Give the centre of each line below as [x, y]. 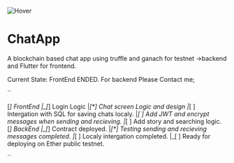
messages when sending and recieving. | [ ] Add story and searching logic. [115, 121]
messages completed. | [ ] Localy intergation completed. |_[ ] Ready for [109, 136]
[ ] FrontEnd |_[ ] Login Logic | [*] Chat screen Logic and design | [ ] [101, 106]
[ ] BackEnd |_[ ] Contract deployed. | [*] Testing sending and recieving [107, 129]
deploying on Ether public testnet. [56, 143]
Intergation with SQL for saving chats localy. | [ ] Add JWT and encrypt [108, 114]
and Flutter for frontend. [42, 66]
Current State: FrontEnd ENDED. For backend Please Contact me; [101, 79]
